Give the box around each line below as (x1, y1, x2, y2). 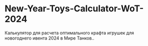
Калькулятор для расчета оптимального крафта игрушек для (4, 30, 134, 36)
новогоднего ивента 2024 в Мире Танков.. (4, 35, 95, 41)
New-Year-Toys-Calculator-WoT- (4, 3, 144, 14)
